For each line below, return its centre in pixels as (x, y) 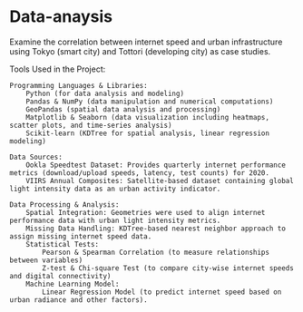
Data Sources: (36, 157)
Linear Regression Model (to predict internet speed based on (162, 292)
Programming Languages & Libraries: (78, 85)
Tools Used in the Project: (58, 69)
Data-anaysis (61, 17)
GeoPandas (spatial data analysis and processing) (123, 109)
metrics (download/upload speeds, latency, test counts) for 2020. (140, 173)
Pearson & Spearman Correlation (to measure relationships (156, 252)
